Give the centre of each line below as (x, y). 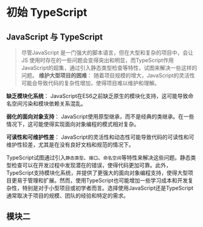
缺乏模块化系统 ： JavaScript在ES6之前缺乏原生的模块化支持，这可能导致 (97, 96)
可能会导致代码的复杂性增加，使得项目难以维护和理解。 (90, 83)
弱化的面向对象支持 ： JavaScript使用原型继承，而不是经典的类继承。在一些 (100, 117)
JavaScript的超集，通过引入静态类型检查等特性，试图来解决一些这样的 (109, 68)
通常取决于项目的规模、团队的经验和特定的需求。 (67, 196)
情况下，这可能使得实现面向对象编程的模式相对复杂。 (73, 124)
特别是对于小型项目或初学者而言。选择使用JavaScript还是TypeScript (108, 188)
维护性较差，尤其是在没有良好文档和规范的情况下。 (70, 145)
